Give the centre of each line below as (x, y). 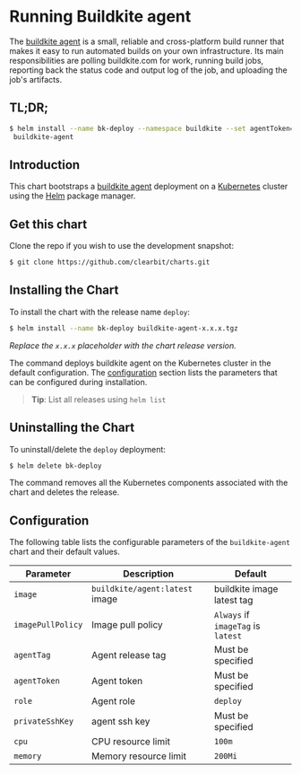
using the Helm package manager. (73, 196)
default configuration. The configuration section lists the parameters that (143, 372)
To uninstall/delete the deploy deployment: (87, 449)
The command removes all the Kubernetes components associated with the (149, 483)
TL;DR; (29, 108)
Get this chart (48, 224)
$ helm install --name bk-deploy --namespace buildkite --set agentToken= (152, 128)
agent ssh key (120, 722)
